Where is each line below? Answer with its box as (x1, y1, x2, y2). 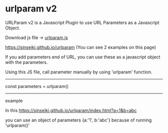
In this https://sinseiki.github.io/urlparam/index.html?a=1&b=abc (5, 107, 137, 113)
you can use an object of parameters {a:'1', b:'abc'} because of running (5, 117, 152, 123)
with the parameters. (5, 59, 48, 65)
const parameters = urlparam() (5, 83, 69, 89)
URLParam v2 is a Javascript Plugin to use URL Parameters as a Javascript (5, 19, 159, 25)
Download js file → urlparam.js (5, 34, 68, 40)
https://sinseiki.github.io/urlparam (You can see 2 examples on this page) (5, 44, 156, 50)
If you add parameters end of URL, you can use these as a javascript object (5, 53, 160, 60)
